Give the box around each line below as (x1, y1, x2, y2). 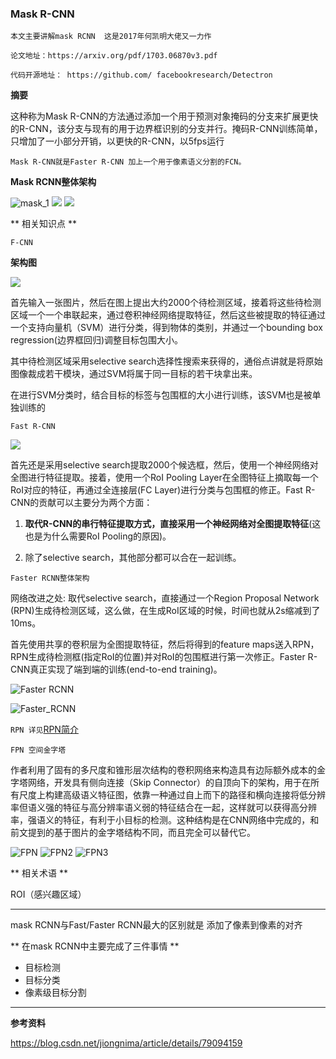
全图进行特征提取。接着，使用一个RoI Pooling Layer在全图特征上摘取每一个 (10, 472, 319, 484)
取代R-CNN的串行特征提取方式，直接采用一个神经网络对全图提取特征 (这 (24, 518, 322, 530)
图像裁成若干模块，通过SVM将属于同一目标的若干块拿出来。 (10, 368, 258, 380)
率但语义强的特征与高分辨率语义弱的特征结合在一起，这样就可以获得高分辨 (10, 802, 317, 814)
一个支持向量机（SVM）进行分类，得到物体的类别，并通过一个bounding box (10, 322, 323, 334)
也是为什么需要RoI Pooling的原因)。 (24, 530, 172, 542)
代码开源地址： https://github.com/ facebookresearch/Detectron (10, 70, 273, 81)
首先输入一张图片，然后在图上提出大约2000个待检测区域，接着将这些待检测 (10, 297, 322, 309)
